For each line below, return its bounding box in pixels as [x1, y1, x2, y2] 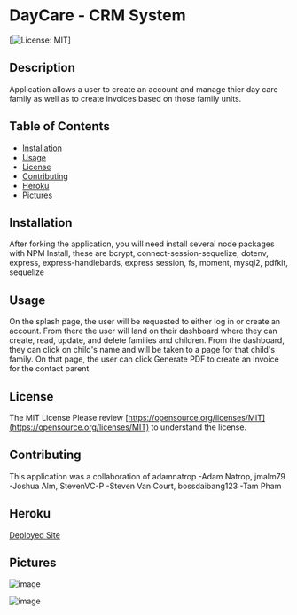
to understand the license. [151, 422, 246, 432]
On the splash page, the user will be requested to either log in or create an [9, 316, 281, 327]
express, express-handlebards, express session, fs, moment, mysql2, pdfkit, [9, 258, 288, 269]
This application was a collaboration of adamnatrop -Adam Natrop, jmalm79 [9, 471, 286, 481]
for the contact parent [9, 363, 90, 374]
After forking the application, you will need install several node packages [9, 238, 275, 249]
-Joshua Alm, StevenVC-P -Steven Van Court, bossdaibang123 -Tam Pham [9, 480, 282, 491]
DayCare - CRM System [9, 5, 186, 26]
